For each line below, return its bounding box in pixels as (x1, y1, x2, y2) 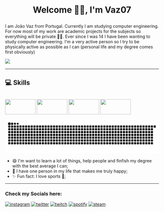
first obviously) (5, 49, 36, 55)
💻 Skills (5, 78, 30, 87)
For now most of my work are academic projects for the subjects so (5, 29, 141, 35)
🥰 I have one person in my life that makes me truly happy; (12, 168, 128, 174)
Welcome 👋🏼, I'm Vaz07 (33, 4, 131, 16)
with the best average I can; (12, 163, 68, 169)
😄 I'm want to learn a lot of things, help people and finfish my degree (12, 158, 152, 163)
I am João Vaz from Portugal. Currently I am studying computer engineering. (5, 23, 159, 29)
